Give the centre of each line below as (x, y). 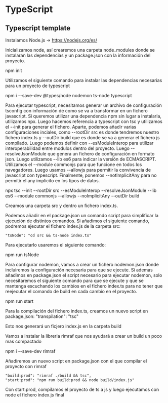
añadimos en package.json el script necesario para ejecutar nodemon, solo (84, 275)
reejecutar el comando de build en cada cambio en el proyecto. (71, 291)
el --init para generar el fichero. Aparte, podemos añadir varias (71, 127)
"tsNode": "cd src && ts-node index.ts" (49, 235)
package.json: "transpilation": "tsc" (42, 316)
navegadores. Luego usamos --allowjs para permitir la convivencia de (78, 170)
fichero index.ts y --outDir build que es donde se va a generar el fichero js (83, 137)
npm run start (19, 301)
